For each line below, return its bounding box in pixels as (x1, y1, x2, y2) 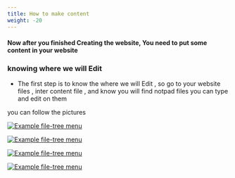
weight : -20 (7, 17, 42, 24)
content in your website (7, 46, 79, 55)
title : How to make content (7, 10, 90, 18)
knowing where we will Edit (7, 64, 102, 74)
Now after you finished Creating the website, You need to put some (7, 39, 208, 47)
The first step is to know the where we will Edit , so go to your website (17, 80, 221, 88)
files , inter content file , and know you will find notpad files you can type (17, 87, 229, 96)
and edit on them (17, 94, 67, 103)
